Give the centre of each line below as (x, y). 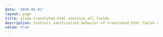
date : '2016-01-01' (25, 9)
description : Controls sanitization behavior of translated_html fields (80, 23)
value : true (17, 27)
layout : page (18, 14)
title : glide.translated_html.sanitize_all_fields (57, 18)
